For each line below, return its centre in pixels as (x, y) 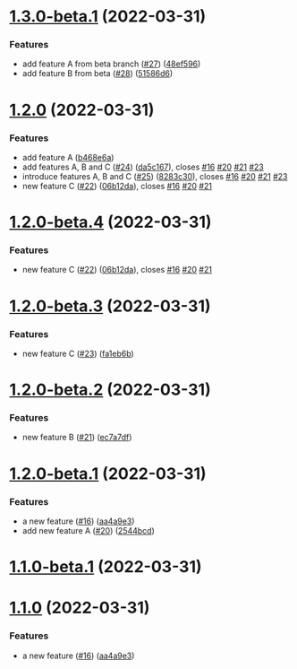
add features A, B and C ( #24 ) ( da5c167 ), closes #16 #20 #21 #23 (143, 167)
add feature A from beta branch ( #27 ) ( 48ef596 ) (111, 64)
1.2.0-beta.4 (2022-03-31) (110, 222)
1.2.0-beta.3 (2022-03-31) (110, 306)
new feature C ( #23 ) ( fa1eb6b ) (78, 353)
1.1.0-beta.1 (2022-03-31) (106, 567)
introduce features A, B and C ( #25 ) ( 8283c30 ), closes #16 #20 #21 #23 (155, 176)
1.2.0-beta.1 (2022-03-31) (108, 474)
